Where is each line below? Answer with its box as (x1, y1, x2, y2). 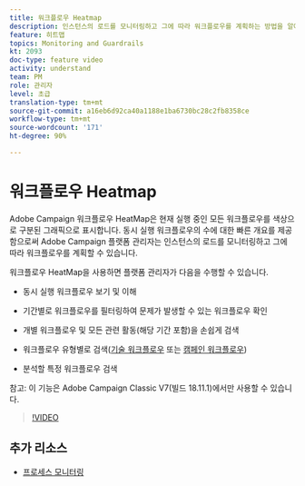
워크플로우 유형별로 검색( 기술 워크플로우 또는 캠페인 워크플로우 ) (22, 343, 248, 354)
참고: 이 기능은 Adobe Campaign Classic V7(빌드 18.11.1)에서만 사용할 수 (9, 382, 269, 393)
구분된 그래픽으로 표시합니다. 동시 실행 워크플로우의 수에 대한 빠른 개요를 (18, 224, 276, 235)
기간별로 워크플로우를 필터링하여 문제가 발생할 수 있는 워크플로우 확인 (22, 305, 268, 316)
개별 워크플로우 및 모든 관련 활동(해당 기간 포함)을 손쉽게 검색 (22, 324, 240, 335)
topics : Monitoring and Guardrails (9, 38, 144, 48)
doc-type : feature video (9, 55, 103, 64)
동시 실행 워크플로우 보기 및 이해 (22, 285, 137, 296)
